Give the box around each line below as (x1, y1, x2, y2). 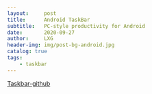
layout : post (7, 10, 57, 17)
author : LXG (7, 35, 53, 42)
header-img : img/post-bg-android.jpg (7, 42, 115, 48)
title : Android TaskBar (7, 16, 90, 23)
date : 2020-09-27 (7, 29, 75, 36)
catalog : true (7, 48, 48, 55)
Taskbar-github (7, 79, 51, 87)
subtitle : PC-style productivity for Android (7, 22, 146, 29)
